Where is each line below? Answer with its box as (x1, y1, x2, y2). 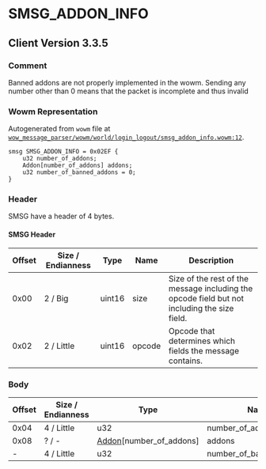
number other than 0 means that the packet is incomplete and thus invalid (8, 86, 249, 96)
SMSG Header (8, 230, 56, 240)
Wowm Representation (8, 106, 98, 117)
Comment (8, 60, 47, 71)
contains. (169, 355, 203, 366)
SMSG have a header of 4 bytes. (8, 211, 115, 221)
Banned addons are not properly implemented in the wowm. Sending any (8, 78, 247, 87)
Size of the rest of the (169, 273, 249, 284)
